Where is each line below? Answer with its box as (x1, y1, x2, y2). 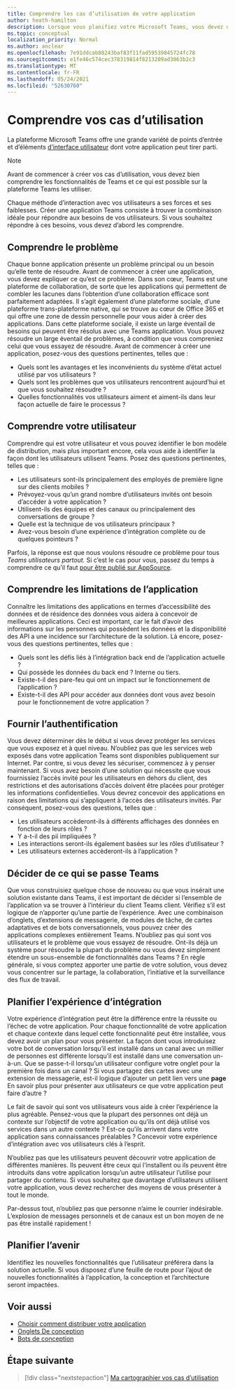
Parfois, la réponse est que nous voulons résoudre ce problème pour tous (7, 548, 220, 556)
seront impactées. (7, 1280, 59, 1289)
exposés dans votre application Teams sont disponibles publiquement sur (7, 751, 220, 760)
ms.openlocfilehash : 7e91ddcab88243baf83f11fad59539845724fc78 (7, 50, 196, 57)
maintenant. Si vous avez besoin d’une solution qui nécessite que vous (7, 766, 211, 775)
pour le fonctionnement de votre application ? (17, 697, 149, 706)
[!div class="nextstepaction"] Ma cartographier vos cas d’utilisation (24, 1373, 219, 1382)
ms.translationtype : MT (7, 62, 77, 69)
